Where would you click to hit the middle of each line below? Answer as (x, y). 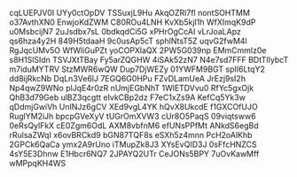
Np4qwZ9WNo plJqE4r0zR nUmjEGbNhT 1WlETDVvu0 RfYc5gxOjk (132, 88)
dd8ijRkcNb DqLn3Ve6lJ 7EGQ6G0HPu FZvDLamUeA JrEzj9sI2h (128, 78)
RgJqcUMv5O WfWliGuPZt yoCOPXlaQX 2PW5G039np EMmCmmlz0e (138, 50)
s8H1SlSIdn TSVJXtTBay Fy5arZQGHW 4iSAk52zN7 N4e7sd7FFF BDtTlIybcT (149, 60)
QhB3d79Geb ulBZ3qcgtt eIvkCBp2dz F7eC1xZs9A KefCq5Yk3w (128, 97)
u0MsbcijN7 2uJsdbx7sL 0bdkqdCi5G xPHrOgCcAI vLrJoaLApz (125, 31)
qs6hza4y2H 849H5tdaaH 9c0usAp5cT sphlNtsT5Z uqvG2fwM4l (128, 41)
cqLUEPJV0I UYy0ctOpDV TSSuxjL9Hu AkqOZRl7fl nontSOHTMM (130, 13)
